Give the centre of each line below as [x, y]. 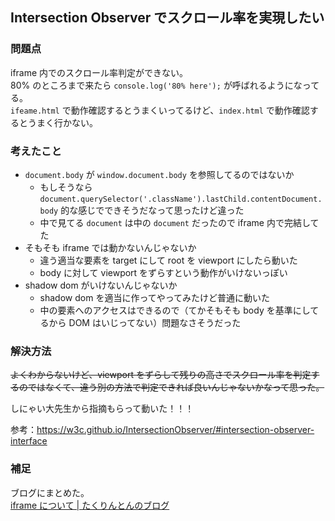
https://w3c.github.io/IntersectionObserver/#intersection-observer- [175, 430]
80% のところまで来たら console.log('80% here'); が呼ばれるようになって [165, 85]
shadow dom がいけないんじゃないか [101, 285]
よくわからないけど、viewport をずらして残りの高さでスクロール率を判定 [161, 375]
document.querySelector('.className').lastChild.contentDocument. [181, 199]
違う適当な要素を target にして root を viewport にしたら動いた [168, 260]
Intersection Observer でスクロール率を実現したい [167, 18]
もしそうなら [66, 187]
